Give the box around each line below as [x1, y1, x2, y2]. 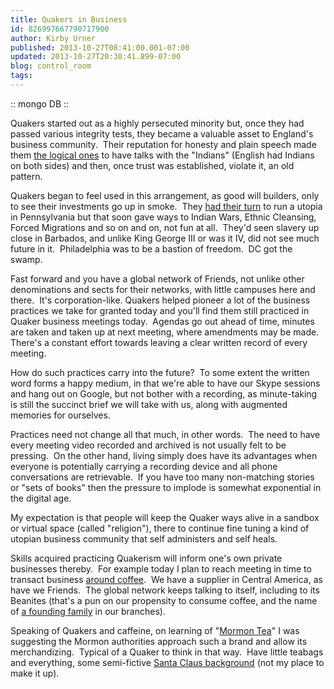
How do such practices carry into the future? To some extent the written [10, 366, 310, 378]
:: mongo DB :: [10, 97, 70, 110]
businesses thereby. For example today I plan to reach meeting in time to [10, 562, 312, 575]
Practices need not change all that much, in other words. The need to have [10, 428, 321, 440]
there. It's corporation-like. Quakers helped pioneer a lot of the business [10, 294, 311, 306]
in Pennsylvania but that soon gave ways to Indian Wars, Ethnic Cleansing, [10, 211, 317, 223]
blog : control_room [10, 61, 92, 71]
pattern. [10, 170, 43, 182]
